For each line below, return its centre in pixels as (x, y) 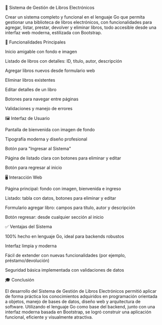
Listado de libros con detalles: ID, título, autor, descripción (64, 61)
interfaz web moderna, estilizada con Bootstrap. (54, 33)
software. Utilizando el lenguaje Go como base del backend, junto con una (80, 307)
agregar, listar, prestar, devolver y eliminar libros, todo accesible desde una (81, 27)
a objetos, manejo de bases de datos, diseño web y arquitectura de (73, 302)
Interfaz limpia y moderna (31, 246)
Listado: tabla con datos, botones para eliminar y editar (61, 198)
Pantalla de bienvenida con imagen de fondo (50, 129)
